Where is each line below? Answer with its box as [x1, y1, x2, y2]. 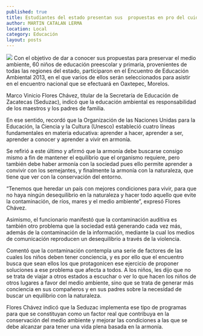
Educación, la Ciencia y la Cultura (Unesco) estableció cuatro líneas [6, 123, 175, 130]
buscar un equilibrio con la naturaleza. [6, 292, 101, 299]
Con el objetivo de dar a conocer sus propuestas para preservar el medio [13, 54, 196, 61]
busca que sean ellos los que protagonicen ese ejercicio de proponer [6, 260, 179, 267]
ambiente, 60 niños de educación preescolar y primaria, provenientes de [6, 61, 187, 68]
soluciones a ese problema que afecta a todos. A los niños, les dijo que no [6, 266, 192, 273]
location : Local [6, 25, 47, 32]
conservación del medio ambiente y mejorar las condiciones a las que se [6, 317, 188, 324]
